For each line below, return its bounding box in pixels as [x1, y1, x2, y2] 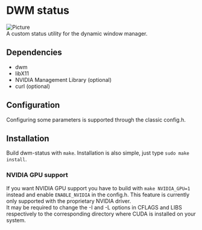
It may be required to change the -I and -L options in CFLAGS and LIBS [6, 204, 182, 211]
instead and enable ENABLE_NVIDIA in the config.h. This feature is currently [6, 191, 190, 198]
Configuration [6, 100, 60, 110]
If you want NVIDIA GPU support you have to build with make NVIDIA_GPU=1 [6, 184, 191, 191]
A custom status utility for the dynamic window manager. [6, 30, 148, 37]
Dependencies [6, 48, 62, 58]
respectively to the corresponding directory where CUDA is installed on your [6, 210, 196, 217]
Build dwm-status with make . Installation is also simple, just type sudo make [6, 149, 190, 157]
